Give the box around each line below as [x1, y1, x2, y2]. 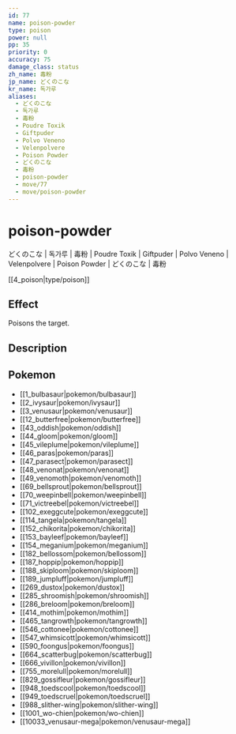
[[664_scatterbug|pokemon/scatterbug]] [19, 649, 152, 659]
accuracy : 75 [8, 56, 51, 64]
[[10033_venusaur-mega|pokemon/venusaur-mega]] [19, 717, 191, 726]
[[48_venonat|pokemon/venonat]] [19, 465, 129, 474]
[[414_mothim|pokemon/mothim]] [19, 608, 129, 617]
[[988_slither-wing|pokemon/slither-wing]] [19, 700, 159, 710]
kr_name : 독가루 [8, 85, 57, 93]
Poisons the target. [8, 318, 69, 328]
